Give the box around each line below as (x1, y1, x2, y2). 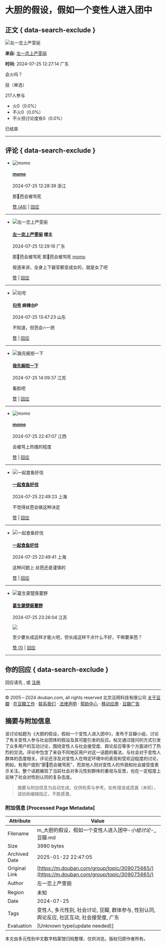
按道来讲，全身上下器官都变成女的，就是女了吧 (12, 264, 108, 270)
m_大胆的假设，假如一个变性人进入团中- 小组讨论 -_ (37, 827, 157, 834)
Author (7, 880, 24, 887)
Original (7, 865, 26, 872)
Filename (7, 830, 29, 837)
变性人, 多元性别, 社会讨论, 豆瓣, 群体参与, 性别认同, (37, 907, 156, 914)
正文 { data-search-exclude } (5, 26, 96, 34)
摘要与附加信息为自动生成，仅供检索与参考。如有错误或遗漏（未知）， (17, 785, 158, 790)
